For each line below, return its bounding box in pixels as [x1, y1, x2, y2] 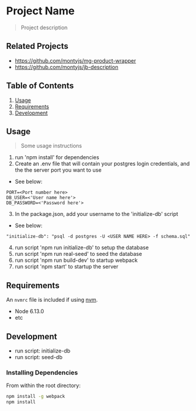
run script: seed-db [14, 354, 63, 360]
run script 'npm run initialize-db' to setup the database [14, 244, 149, 251]
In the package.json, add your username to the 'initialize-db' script [14, 211, 179, 218]
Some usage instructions [20, 142, 82, 150]
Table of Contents [6, 81, 74, 91]
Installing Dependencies [6, 368, 79, 376]
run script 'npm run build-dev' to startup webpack [14, 257, 138, 264]
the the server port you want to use [14, 166, 102, 174]
